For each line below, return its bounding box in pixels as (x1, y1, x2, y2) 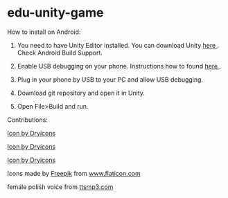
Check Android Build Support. (17, 48, 103, 57)
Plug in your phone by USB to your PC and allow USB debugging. (17, 75, 203, 84)
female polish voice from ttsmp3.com (7, 182, 114, 191)
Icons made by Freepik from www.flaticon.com (7, 169, 141, 177)
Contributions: (7, 116, 49, 124)
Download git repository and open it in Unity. (17, 89, 146, 97)
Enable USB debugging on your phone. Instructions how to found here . (17, 62, 222, 70)
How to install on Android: (7, 28, 81, 36)
